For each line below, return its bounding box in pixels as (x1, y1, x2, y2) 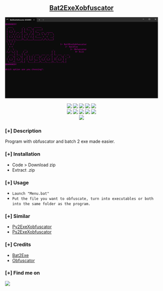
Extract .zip (12, 167, 35, 173)
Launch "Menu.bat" (12, 191, 49, 196)
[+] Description (5, 128, 42, 134)
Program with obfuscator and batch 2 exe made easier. (5, 138, 115, 144)
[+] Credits (5, 241, 32, 248)
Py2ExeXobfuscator (12, 224, 52, 230)
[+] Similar (5, 213, 31, 219)
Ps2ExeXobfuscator (12, 229, 52, 235)
